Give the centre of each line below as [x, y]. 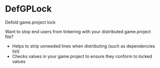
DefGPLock [28, 9]
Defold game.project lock [30, 22]
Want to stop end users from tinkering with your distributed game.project [78, 31]
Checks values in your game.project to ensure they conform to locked [82, 56]
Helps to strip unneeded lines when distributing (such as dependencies [83, 46]
